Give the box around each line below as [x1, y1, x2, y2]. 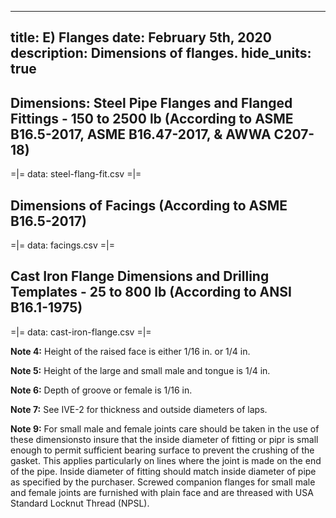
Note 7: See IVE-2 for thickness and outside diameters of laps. [10, 403, 268, 415]
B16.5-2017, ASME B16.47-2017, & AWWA [10, 126, 272, 143]
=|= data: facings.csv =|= [10, 239, 115, 251]
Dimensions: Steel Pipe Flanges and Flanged [10, 94, 293, 111]
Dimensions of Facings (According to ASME [10, 197, 288, 214]
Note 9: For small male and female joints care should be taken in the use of [10, 422, 320, 435]
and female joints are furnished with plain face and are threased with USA [10, 486, 314, 498]
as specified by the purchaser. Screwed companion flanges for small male [10, 476, 316, 488]
